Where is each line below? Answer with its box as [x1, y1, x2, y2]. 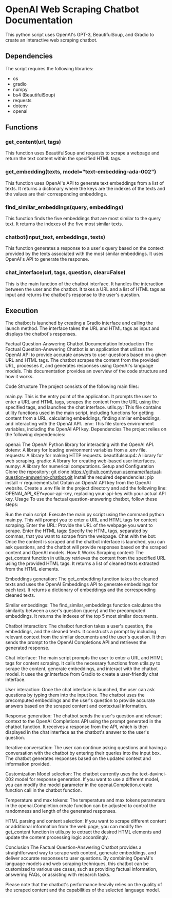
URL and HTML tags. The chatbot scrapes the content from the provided [5, 357, 159, 363]
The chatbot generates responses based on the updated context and [5, 755, 151, 762]
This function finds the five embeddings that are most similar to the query [5, 216, 161, 222]
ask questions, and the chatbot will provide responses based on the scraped [5, 544, 167, 550]
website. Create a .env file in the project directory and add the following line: [5, 485, 167, 491]
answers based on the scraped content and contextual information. [5, 703, 148, 709]
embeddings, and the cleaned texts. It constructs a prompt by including [5, 629, 157, 635]
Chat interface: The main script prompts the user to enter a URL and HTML [5, 655, 163, 661]
